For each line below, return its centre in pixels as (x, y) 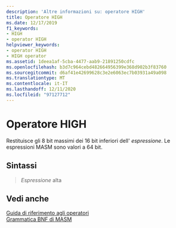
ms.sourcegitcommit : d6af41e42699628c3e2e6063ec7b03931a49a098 (87, 73)
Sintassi (21, 166)
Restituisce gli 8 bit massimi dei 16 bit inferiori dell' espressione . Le (88, 140)
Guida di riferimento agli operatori (48, 213)
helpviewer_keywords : (33, 45)
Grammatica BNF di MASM (39, 219)
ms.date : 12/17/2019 (32, 23)
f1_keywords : (22, 28)
